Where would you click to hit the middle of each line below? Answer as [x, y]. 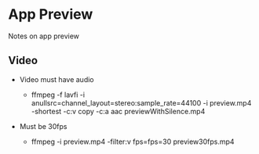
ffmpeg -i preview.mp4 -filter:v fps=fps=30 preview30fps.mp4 [133, 141]
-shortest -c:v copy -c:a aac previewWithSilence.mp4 [118, 111]
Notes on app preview [44, 36]
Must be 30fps [43, 126]
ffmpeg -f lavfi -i [58, 95]
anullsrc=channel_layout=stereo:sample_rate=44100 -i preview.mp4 [141, 102]
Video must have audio [57, 79]
